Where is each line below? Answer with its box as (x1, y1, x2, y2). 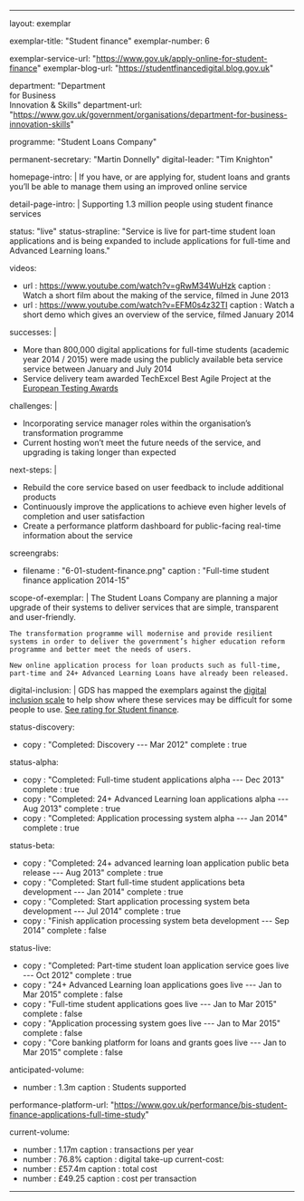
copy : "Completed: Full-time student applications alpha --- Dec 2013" (22, 774, 285, 785)
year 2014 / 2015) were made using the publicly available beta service (22, 354, 283, 364)
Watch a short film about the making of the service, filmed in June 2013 (22, 290, 290, 300)
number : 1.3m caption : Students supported (22, 1082, 187, 1092)
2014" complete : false (22, 925, 107, 935)
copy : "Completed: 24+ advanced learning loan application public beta (22, 857, 290, 868)
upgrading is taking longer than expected (22, 447, 176, 458)
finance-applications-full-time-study (9, 1109, 147, 1119)
